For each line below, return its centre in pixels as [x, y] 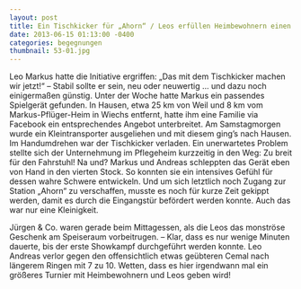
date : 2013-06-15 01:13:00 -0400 [72, 34]
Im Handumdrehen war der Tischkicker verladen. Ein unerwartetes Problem [149, 144]
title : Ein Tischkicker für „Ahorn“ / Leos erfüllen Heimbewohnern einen [150, 26]
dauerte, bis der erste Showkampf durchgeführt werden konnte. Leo [136, 247]
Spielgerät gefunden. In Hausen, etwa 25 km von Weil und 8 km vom [136, 105]
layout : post [34, 18]
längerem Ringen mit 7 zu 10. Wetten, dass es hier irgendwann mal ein [139, 266]
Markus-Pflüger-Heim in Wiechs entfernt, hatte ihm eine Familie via [134, 115]
